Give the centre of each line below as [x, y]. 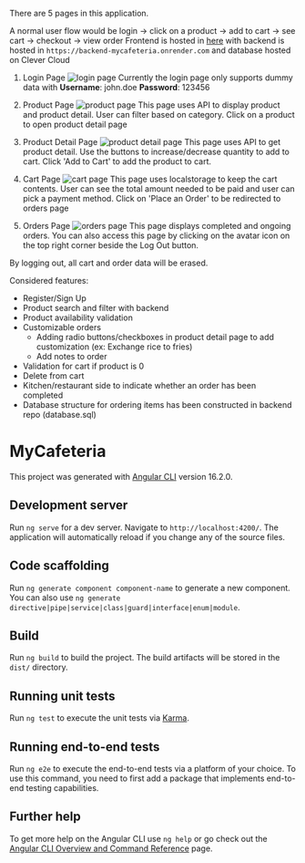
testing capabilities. [62, 788]
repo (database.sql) [60, 415]
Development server [69, 505]
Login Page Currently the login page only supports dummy [158, 78]
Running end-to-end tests [85, 747]
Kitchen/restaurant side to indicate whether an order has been [139, 385]
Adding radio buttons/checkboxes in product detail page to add [155, 337]
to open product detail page [75, 124]
